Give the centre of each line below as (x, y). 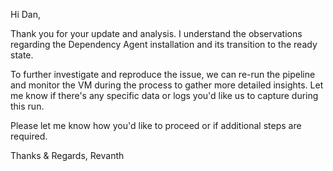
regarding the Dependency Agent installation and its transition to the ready (164, 44)
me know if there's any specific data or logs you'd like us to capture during (164, 95)
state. (22, 55)
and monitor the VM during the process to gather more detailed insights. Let (167, 85)
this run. (27, 106)
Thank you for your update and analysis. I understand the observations (156, 33)
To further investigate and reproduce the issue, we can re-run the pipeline (163, 74)
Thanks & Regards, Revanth (67, 155)
